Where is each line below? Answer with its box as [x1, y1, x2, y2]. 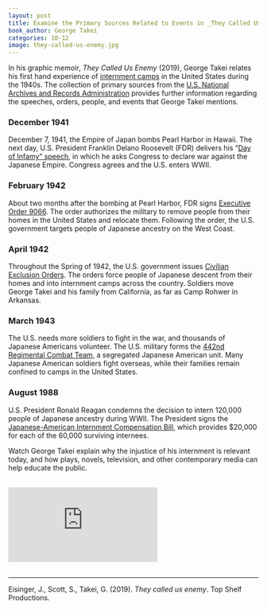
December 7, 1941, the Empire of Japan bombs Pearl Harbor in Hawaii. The [8, 135, 253, 144]
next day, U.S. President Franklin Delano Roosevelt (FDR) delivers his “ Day [8, 143, 252, 153]
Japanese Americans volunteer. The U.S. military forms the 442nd [8, 342, 225, 351]
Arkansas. [8, 295, 41, 305]
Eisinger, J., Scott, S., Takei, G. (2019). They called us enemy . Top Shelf [8, 584, 242, 594]
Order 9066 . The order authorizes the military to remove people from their [8, 206, 251, 216]
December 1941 [8, 117, 69, 128]
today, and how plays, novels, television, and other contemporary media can [8, 455, 258, 464]
